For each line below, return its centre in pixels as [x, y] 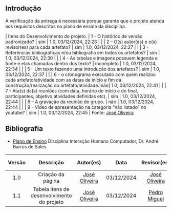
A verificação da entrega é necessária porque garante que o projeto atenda [85, 21]
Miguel [156, 199]
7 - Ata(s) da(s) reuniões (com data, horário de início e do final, [72, 91]
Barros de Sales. [30, 146]
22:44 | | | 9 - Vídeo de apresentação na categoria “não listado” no [76, 107]
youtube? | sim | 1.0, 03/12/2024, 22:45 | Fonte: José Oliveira [70, 112]
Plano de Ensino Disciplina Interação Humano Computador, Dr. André [85, 141]
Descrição [51, 162]
